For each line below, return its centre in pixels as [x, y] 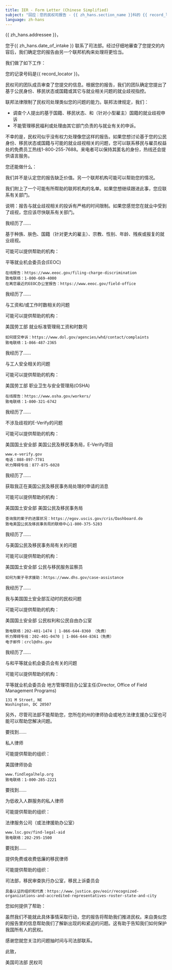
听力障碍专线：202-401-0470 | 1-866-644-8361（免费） [60, 637]
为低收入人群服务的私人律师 [35, 801]
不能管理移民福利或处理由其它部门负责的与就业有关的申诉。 [76, 126]
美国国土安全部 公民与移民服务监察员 [44, 567]
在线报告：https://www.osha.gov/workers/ [48, 396]
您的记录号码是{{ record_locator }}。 [44, 74]
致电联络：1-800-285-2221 [31, 780]
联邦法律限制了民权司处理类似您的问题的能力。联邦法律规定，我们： [77, 102]
